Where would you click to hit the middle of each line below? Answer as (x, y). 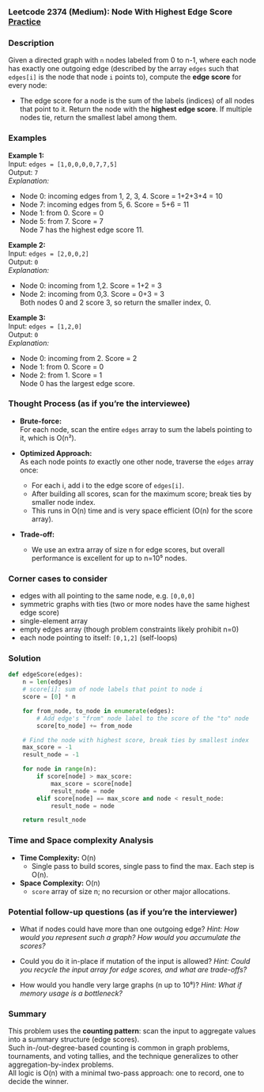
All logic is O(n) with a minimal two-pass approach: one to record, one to (126, 1073)
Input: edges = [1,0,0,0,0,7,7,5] (63, 164)
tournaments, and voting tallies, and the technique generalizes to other (123, 1056)
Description (31, 43)
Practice (25, 21)
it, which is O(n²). (48, 438)
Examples (28, 138)
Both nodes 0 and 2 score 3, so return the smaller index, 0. (115, 302)
